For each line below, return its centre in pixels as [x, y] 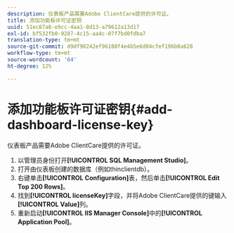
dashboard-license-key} [80, 125]
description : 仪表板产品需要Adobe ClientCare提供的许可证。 [90, 14]
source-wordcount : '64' [42, 60]
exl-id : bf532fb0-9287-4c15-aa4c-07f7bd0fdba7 [77, 33]
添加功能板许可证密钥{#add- [90, 109]
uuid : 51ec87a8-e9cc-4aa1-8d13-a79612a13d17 [73, 27]
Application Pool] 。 [46, 222]
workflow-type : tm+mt [39, 53]
